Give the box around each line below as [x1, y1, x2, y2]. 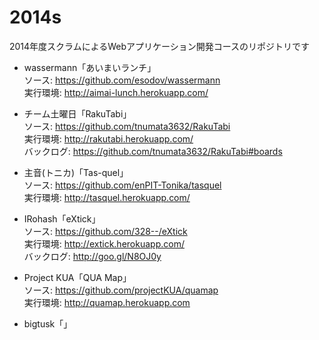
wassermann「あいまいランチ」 [23, 61, 157, 73]
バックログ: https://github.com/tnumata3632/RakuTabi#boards [23, 145, 283, 157]
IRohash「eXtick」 [23, 212, 101, 225]
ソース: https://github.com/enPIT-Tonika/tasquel [23, 179, 222, 191]
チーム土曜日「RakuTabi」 [23, 107, 132, 120]
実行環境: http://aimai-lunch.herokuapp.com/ [23, 86, 209, 98]
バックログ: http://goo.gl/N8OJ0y [23, 250, 162, 262]
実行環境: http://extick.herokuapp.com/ [23, 237, 185, 250]
